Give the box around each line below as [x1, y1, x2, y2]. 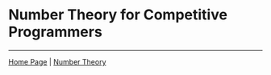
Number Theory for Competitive [8, 6, 228, 24]
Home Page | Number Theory [8, 56, 106, 66]
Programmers [8, 23, 102, 41]
